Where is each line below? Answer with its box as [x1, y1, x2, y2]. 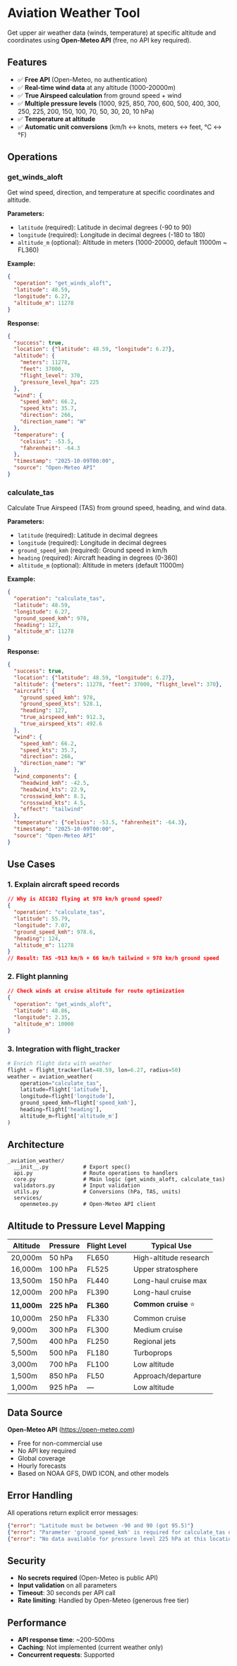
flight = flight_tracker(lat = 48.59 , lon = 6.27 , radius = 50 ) [7, 1067, 181, 1074]
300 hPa [49, 1325, 78, 1335]
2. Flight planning [7, 972, 68, 982]
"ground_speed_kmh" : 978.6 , [13, 929, 97, 936]
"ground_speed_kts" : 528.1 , [20, 701, 102, 708]
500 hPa [49, 1348, 78, 1358]
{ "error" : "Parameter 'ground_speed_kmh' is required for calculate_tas [7, 1529, 226, 1536]
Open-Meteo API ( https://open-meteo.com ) [7, 1425, 135, 1434]
